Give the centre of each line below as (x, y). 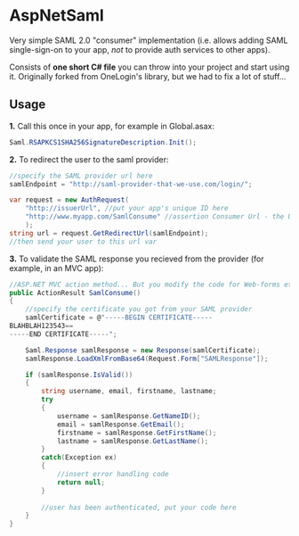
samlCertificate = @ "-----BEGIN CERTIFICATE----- (119, 317)
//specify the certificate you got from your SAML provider (139, 309)
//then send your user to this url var (83, 242)
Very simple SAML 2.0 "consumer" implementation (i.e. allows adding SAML (149, 40)
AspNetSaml (57, 16)
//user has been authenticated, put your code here (139, 507)
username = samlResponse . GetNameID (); (129, 416)
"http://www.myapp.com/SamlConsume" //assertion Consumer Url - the (155, 217)
